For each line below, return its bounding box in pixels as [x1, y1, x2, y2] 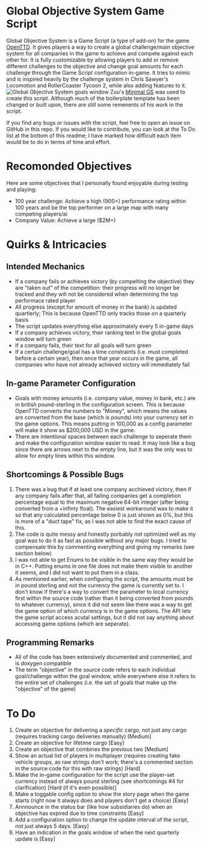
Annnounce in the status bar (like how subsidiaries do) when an [14, 803, 173, 811]
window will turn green [14, 335, 72, 342]
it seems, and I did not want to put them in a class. [14, 568, 139, 576]
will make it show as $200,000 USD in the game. [14, 426, 136, 433]
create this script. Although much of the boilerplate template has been [6, 95, 180, 102]
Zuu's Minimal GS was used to [110, 88, 185, 95]
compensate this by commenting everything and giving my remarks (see [14, 543, 195, 550]
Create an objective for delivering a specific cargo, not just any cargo [14, 726, 187, 733]
